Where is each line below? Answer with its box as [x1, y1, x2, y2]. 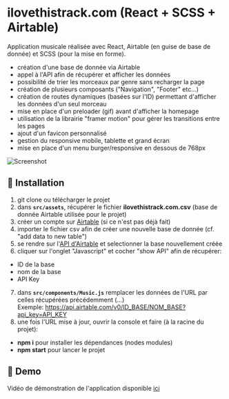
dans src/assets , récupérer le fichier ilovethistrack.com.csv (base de [17, 202, 218, 211]
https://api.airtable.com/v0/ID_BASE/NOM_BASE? [45, 302, 186, 311]
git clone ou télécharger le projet [17, 195, 110, 204]
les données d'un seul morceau [17, 99, 107, 108]
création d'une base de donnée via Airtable [17, 63, 140, 71]
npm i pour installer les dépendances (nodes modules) [17, 338, 173, 347]
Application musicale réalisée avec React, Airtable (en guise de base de [7, 42, 211, 50]
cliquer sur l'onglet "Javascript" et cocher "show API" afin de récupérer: [17, 246, 222, 255]
